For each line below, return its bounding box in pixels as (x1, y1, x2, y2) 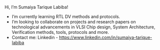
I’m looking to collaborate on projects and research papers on (11, 19, 136, 25)
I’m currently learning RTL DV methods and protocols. (11, 14, 120, 19)
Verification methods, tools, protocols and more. (11, 29, 109, 35)
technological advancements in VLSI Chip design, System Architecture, (11, 24, 156, 30)
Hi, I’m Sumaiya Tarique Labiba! (4, 4, 69, 10)
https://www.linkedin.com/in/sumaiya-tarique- (59, 34, 152, 40)
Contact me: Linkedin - (11, 34, 58, 40)
